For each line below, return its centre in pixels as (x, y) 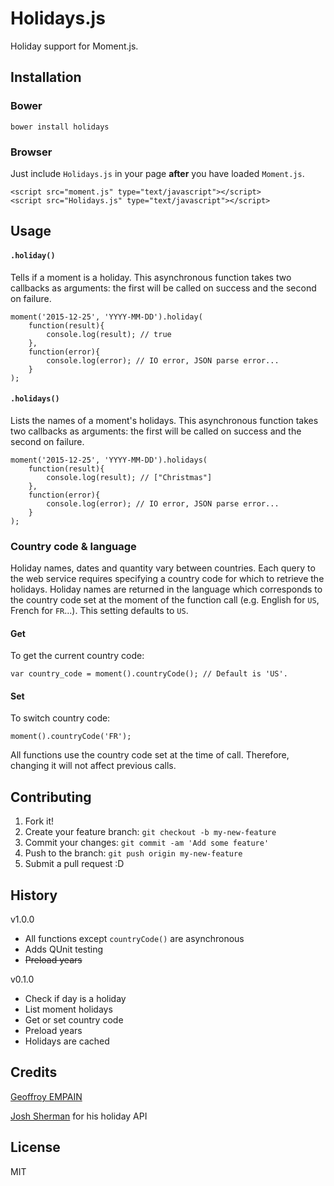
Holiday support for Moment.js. (74, 46)
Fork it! (39, 821)
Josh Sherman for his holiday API (79, 1116)
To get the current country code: (77, 656)
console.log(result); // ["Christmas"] (129, 477)
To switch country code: (60, 718)
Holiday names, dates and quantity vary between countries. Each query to (163, 568)
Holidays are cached (67, 1041)
